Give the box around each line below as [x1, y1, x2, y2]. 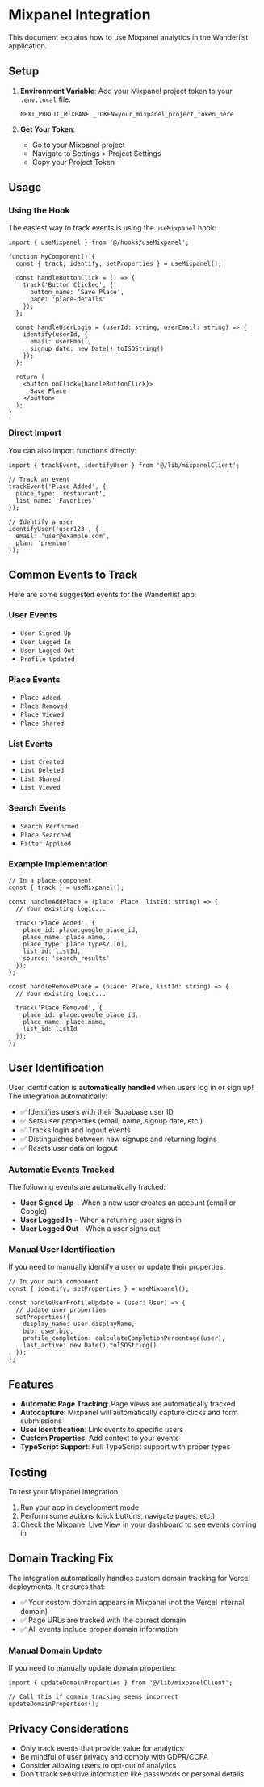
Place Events [8, 673, 61, 685]
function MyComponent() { [8, 253, 95, 261]
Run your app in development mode [19, 1503, 140, 1512]
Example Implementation [8, 858, 109, 870]
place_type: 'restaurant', [15, 489, 107, 498]
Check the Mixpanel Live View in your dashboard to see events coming [19, 1519, 257, 1529]
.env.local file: [19, 95, 71, 104]
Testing [8, 1465, 48, 1479]
